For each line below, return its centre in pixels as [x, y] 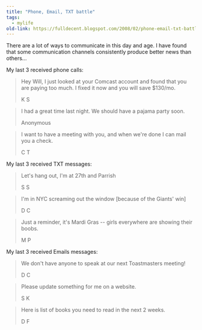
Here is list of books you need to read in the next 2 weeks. [93, 310]
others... [17, 58]
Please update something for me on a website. [78, 287]
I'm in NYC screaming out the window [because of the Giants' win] [103, 199]
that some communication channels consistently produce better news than [99, 52]
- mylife [23, 23]
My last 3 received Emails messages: [52, 252]
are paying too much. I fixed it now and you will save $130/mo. [98, 88]
